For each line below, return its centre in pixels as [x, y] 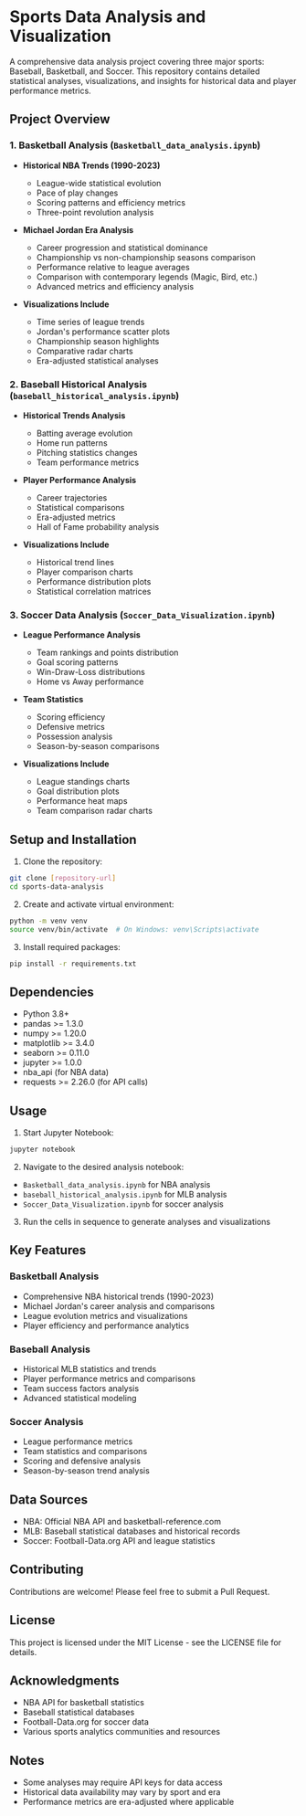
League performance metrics [78, 1441]
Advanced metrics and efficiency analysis [115, 286]
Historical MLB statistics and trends [90, 1368]
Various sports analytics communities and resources [121, 1732]
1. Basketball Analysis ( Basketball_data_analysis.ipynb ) [135, 145]
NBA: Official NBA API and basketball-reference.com [122, 1521]
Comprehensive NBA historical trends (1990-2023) [118, 1296]
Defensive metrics [70, 727]
